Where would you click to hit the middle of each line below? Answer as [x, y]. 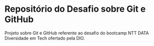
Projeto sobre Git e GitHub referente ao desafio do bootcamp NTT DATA [77, 33]
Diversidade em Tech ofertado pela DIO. [45, 38]
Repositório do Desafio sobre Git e [75, 9]
